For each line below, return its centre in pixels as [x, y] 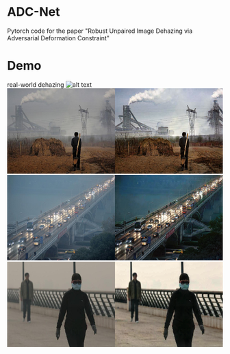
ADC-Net [34, 12]
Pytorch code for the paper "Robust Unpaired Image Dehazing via [100, 31]
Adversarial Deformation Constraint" [58, 38]
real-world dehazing [36, 84]
